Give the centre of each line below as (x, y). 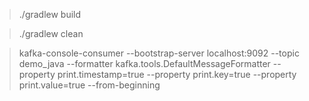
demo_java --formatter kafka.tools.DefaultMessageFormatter (144, 63)
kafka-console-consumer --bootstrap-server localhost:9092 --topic (159, 53)
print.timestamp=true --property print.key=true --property (177, 74)
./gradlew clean (51, 33)
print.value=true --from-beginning (89, 85)
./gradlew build (50, 14)
